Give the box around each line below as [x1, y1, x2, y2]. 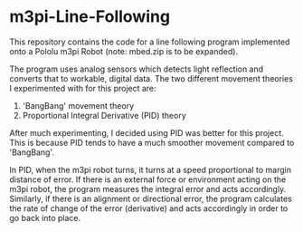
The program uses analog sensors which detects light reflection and [9, 63, 264, 74]
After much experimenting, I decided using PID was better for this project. [9, 127, 285, 138]
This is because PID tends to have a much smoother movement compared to [9, 137, 295, 148]
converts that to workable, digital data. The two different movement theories [9, 72, 294, 83]
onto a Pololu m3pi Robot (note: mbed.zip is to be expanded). [9, 45, 238, 56]
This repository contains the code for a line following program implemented [9, 36, 290, 47]
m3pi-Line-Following [9, 6, 170, 27]
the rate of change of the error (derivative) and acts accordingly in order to [9, 202, 289, 214]
